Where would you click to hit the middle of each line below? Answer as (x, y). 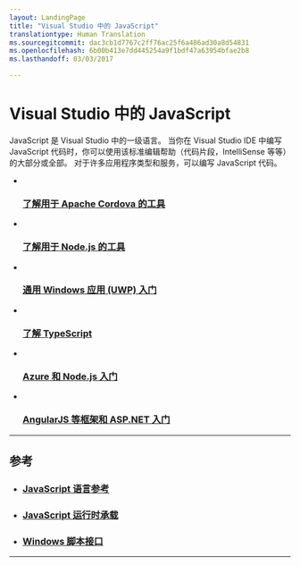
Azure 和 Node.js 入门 (70, 376)
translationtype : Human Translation (77, 34)
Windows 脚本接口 (62, 541)
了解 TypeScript (57, 334)
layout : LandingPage (48, 17)
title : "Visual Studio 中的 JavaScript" (84, 26)
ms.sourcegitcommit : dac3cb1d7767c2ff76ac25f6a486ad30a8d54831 (129, 42)
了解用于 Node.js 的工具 (74, 247)
